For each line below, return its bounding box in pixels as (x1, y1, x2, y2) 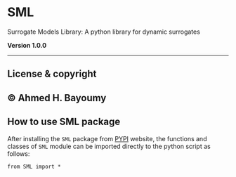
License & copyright (7, 68, 97, 80)
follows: (7, 149, 30, 158)
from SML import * (7, 163, 61, 170)
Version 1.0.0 (7, 41, 47, 49)
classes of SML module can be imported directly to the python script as (7, 142, 211, 150)
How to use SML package (7, 116, 121, 128)
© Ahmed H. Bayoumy (7, 92, 107, 104)
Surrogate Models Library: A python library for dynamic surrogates (7, 27, 200, 36)
